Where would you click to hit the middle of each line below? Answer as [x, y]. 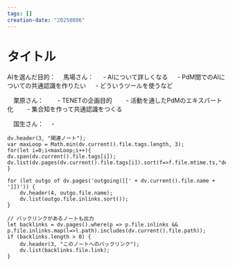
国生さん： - [34, 124]
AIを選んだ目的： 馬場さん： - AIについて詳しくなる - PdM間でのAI [113, 77]
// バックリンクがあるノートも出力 [51, 219]
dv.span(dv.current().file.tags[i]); [62, 157]
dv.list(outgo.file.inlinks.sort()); [74, 199]
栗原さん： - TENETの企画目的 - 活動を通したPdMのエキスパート [118, 101]
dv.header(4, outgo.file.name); [66, 193]
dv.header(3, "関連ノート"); [47, 139]
